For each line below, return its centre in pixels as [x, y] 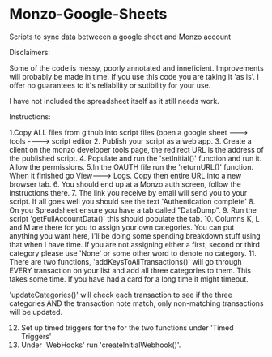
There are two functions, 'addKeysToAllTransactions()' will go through [125, 261]
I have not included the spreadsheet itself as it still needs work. [114, 101]
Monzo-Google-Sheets [88, 14]
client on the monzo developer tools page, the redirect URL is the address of [136, 149]
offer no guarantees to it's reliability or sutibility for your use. [110, 85]
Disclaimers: [30, 52]
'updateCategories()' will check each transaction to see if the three [121, 295]
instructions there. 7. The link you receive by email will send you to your [128, 192]
